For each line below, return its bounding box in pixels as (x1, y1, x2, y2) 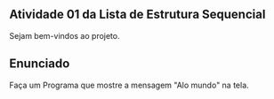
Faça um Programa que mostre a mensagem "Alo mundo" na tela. (9, 80, 249, 90)
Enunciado (9, 57, 70, 72)
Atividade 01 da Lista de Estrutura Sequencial (9, 7, 266, 22)
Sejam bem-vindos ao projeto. (9, 30, 120, 41)
